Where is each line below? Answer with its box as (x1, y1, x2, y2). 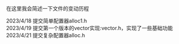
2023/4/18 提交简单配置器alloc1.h (6, 17, 87, 24)
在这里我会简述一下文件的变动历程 (6, 5, 89, 12)
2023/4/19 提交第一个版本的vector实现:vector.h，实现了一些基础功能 (6, 25, 173, 31)
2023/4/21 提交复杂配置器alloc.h (6, 32, 86, 39)
